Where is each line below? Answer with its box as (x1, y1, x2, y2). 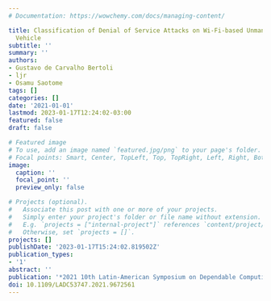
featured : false (8, 116, 63, 125)
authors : (8, 56, 38, 65)
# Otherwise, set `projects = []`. (8, 228, 135, 236)
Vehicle (15, 34, 42, 42)
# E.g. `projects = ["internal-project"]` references (8, 220, 200, 228)
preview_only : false (15, 183, 85, 192)
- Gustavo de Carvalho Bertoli (8, 64, 114, 73)
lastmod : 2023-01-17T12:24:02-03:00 (8, 109, 131, 117)
